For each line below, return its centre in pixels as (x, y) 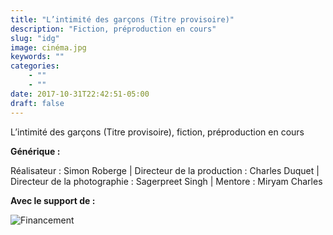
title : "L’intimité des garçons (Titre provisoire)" (122, 19)
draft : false (37, 103)
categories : (35, 66)
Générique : (35, 151)
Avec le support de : (53, 200)
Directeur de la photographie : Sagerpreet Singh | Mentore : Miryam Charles (166, 181)
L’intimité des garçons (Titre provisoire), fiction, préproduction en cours (157, 132)
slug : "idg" (35, 38)
